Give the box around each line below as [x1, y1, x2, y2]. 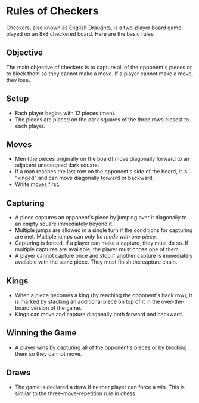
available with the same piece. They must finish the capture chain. [14, 258, 178, 265]
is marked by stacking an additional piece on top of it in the [14, 298, 160, 305]
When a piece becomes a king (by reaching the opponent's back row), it [14, 292, 192, 298]
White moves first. [14, 181, 60, 188]
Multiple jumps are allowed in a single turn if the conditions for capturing [14, 227, 193, 234]
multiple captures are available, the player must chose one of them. [14, 246, 181, 253]
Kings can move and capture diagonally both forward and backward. [14, 311, 184, 317]
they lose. [6, 76, 30, 83]
